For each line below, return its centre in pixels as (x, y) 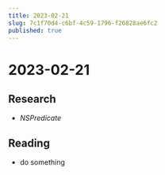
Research (33, 99)
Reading (29, 143)
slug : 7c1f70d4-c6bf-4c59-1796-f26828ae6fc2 (83, 23)
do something (42, 162)
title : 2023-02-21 (38, 16)
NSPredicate (40, 118)
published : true (35, 30)
